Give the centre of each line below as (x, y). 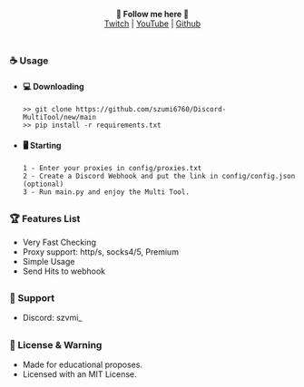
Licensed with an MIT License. (80, 374)
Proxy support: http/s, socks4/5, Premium (101, 252)
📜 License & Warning (56, 344)
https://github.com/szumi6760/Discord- (151, 109)
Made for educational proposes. (83, 365)
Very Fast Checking (59, 242)
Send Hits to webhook (64, 271)
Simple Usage (49, 261)
